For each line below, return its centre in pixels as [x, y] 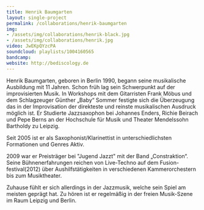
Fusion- [169, 162]
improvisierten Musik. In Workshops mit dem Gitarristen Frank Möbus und [99, 93]
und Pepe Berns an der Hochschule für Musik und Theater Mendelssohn [97, 119]
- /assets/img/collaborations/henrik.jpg [60, 40]
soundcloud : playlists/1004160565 [50, 52]
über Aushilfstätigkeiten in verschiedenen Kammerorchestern [119, 169]
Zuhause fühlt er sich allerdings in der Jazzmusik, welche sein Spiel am [96, 187]
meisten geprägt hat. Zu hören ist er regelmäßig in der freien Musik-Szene [100, 194]
